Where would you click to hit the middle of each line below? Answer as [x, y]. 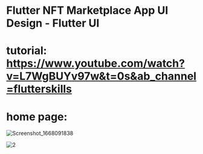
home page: [37, 116]
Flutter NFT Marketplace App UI [87, 11]
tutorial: [27, 51]
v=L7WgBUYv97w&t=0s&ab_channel [101, 76]
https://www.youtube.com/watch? [96, 63]
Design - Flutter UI [53, 23]
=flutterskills [39, 89]
